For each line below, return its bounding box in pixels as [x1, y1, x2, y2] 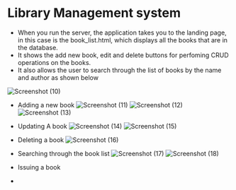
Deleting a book [17, 136, 64, 144]
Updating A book [17, 121, 67, 130]
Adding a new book [17, 100, 75, 109]
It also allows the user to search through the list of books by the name [17, 66, 222, 74]
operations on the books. [17, 58, 91, 66]
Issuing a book [17, 162, 61, 171]
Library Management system [7, 5, 181, 21]
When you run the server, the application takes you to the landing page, [17, 28, 227, 37]
